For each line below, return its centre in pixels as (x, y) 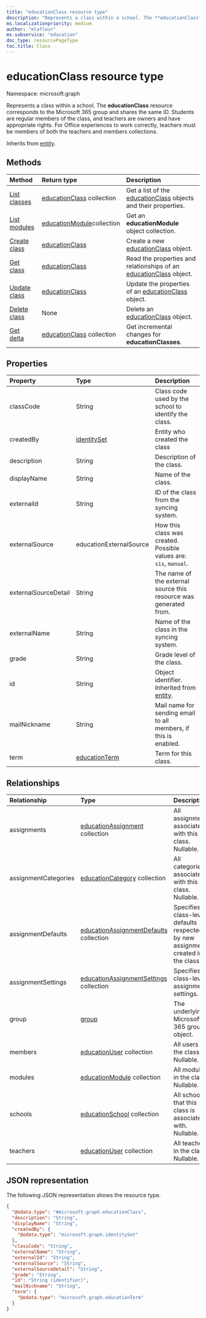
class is (184, 1110)
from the (167, 500)
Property (23, 381)
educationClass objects (160, 198)
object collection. (151, 230)
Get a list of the (148, 190)
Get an (136, 215)
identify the (171, 414)
